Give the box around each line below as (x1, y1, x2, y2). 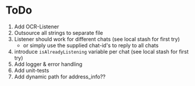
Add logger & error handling (14, 60, 82, 68)
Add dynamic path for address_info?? (14, 73, 106, 80)
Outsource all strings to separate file (14, 29, 103, 36)
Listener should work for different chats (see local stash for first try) (14, 35, 180, 42)
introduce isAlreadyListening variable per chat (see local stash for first (14, 48, 189, 55)
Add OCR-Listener (14, 23, 59, 30)
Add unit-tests (14, 67, 50, 74)
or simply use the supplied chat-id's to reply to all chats (23, 42, 159, 49)
